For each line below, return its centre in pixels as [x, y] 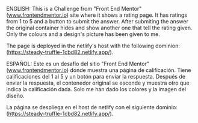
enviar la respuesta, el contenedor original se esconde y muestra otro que [98, 83]
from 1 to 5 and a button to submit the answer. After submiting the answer [97, 21]
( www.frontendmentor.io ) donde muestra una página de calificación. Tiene [99, 70]
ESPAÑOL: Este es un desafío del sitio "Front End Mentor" [78, 64]
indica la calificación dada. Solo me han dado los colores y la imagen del [96, 89]
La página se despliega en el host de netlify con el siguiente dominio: [92, 107]
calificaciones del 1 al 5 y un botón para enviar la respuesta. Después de [96, 76]
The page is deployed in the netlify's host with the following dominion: [93, 46]
